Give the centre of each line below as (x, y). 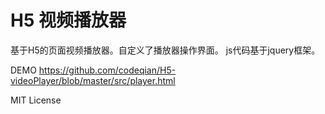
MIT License (36, 100)
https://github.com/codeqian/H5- (107, 70)
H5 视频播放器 (68, 20)
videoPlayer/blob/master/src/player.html (93, 80)
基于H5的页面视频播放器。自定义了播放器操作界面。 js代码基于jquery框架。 (165, 50)
